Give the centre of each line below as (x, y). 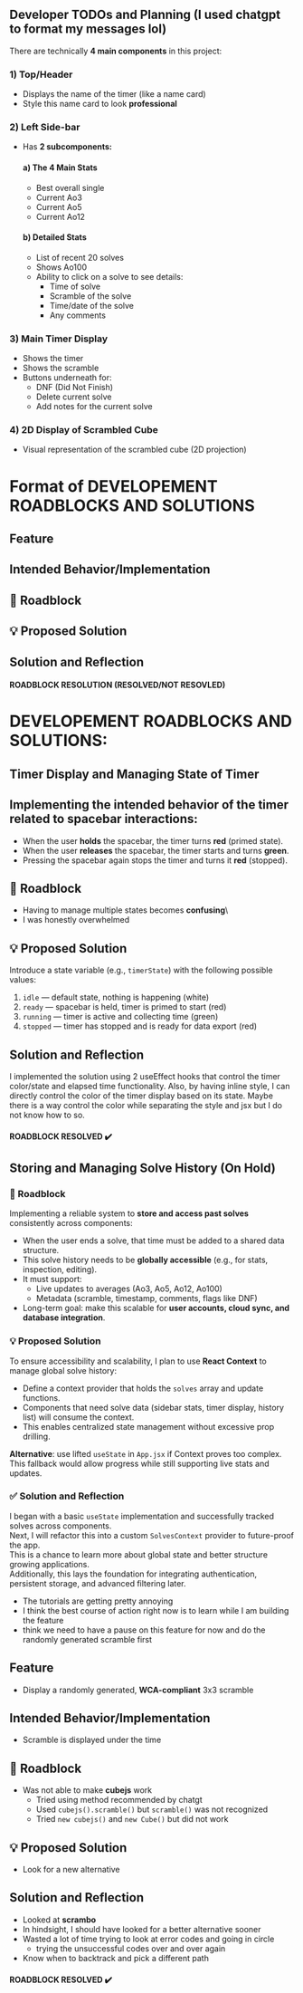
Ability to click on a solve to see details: (109, 276)
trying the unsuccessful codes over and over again (131, 1948)
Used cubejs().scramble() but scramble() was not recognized (152, 1809)
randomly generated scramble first (87, 1639)
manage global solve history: (63, 1370)
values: (23, 980)
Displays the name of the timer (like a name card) (114, 94)
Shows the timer (53, 359)
